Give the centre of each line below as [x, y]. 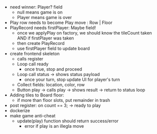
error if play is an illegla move [54, 126]
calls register [30, 59]
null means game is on [40, 12]
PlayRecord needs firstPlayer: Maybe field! [53, 28]
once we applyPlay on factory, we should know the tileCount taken [84, 33]
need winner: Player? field [36, 7]
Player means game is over [44, 17]
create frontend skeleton [35, 54]
